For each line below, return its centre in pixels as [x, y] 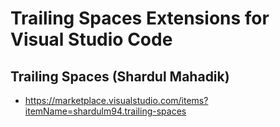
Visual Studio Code [91, 39]
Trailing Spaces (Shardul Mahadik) [120, 76]
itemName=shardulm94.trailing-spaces [105, 111]
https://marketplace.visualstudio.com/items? [116, 100]
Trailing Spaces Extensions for [140, 18]
